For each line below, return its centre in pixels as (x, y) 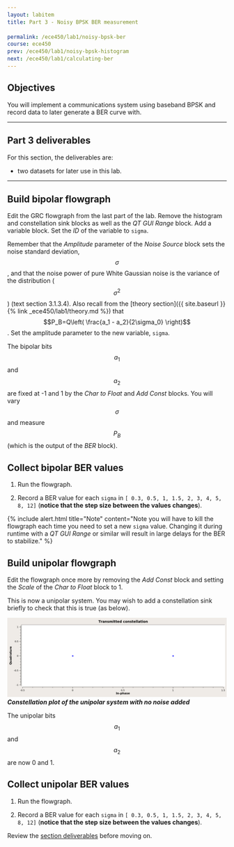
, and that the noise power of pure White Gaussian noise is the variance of (114, 273)
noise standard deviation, (44, 251)
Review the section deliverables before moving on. (80, 835)
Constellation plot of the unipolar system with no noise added (99, 702)
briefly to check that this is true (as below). (69, 608)
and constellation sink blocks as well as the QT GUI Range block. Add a (109, 224)
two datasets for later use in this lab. (69, 171)
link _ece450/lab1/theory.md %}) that (70, 311)
